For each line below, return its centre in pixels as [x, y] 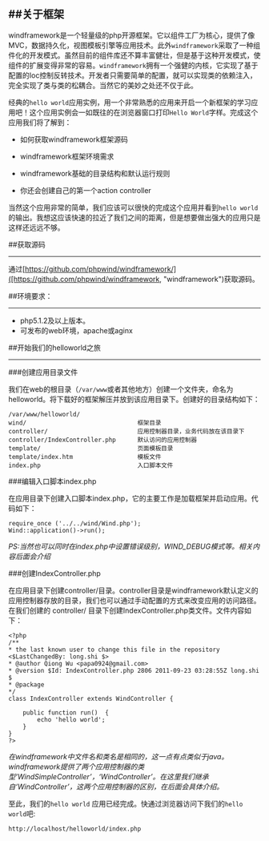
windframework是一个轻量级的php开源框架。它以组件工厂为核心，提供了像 [132, 35]
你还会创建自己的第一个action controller [86, 190]
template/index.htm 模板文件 [85, 457]
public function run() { [66, 712]
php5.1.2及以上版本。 [55, 320]
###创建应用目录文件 [43, 372]
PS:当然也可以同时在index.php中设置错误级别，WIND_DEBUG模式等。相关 [131, 546]
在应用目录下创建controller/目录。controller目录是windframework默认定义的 [133, 590]
